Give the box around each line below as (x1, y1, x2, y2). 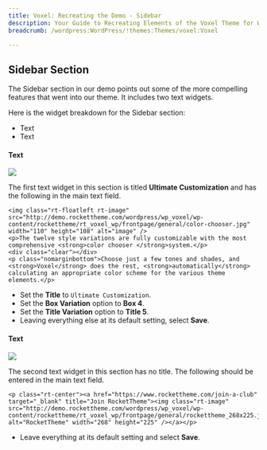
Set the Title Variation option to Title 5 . (19, 307, 149, 317)
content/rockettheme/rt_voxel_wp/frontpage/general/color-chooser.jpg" (8, 221, 250, 229)
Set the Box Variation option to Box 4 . (19, 299, 145, 308)
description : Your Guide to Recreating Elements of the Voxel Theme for (8, 19, 254, 27)
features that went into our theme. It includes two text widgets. (8, 92, 214, 102)
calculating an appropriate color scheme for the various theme (8, 269, 226, 277)
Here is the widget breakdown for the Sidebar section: (8, 108, 186, 118)
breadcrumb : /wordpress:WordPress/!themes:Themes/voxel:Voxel (8, 26, 219, 34)
